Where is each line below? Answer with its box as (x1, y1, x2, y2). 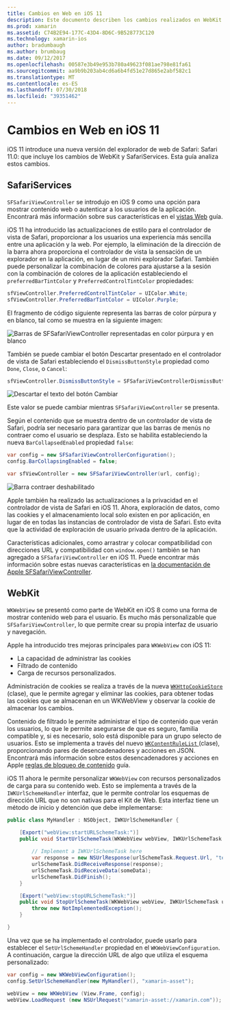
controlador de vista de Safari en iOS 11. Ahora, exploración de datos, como (7, 503, 220, 512)
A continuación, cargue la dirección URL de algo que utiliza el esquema (7, 950, 208, 959)
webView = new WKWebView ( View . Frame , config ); (7, 990, 146, 997)
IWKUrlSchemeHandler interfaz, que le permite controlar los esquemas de (7, 789, 210, 797)
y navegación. (7, 627, 47, 636)
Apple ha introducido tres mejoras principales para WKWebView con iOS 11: (7, 640, 212, 649)
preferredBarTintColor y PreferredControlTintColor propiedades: (7, 276, 194, 285)
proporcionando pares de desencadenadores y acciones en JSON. (7, 746, 196, 754)
